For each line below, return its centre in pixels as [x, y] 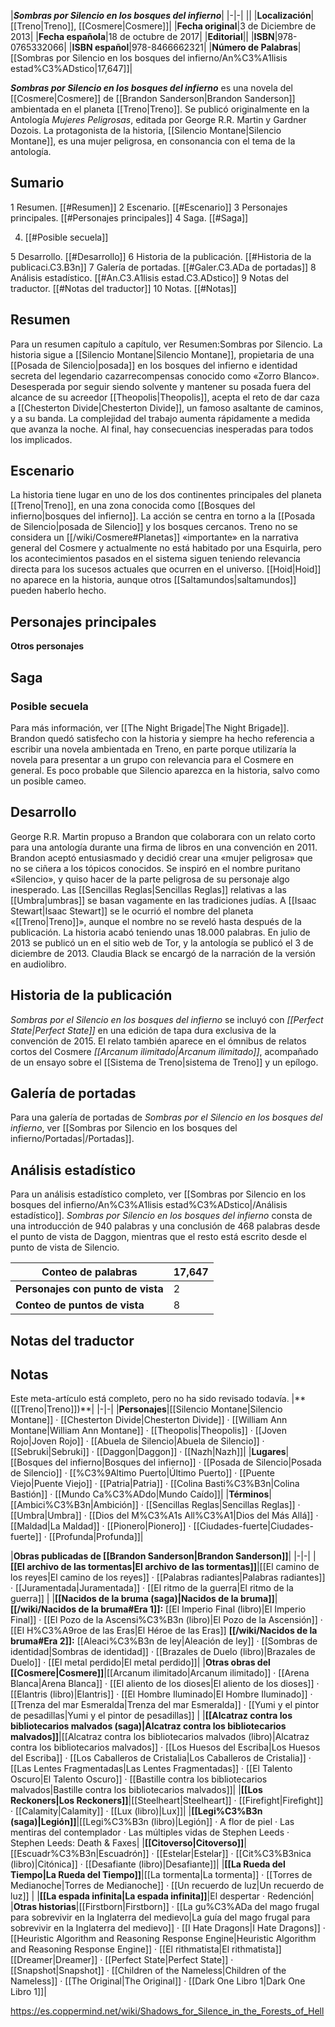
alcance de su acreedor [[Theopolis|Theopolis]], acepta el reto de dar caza [165, 397]
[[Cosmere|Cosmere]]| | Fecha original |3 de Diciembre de [197, 26]
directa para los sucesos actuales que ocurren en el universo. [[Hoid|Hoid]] [166, 569]
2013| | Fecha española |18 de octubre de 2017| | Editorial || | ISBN [142, 36]
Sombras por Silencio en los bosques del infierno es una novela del [151, 88]
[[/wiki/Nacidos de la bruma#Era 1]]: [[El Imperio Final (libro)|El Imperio [158, 1609]
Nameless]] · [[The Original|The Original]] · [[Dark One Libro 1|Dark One [158, 1981]
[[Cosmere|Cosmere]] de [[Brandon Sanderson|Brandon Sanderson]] [153, 98]
